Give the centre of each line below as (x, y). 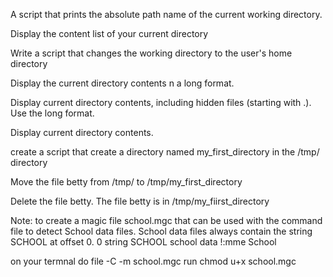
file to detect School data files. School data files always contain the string (161, 231)
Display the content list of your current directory (109, 33)
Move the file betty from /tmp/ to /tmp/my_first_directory (126, 182)
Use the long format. (52, 113)
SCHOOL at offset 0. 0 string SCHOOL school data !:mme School (143, 242)
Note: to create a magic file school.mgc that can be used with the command (166, 220)
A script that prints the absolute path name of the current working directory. (166, 14)
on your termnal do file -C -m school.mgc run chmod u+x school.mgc (153, 261)
